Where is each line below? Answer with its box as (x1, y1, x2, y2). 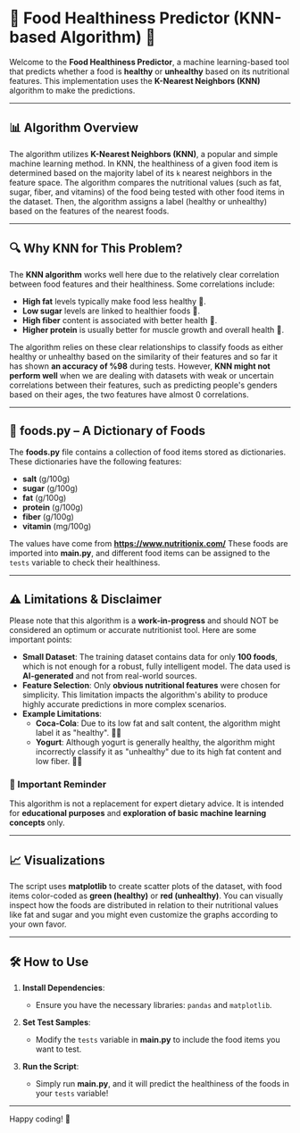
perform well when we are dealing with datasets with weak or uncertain (9, 370, 274, 380)
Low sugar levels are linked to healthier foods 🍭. (21, 305, 201, 316)
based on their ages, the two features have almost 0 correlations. (9, 388, 250, 400)
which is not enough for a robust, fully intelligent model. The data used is (21, 661, 291, 672)
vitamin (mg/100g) (21, 521, 92, 532)
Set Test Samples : (21, 1017, 91, 1028)
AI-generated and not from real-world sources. (21, 671, 198, 681)
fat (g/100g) (21, 493, 67, 504)
